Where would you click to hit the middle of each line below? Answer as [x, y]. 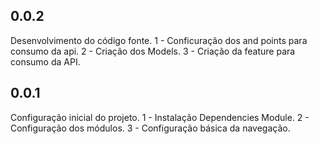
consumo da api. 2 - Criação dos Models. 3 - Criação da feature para [153, 51]
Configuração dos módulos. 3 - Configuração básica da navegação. [150, 128]
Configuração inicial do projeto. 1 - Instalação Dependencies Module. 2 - [160, 117]
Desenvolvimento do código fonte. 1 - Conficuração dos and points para [159, 40]
